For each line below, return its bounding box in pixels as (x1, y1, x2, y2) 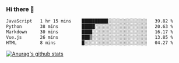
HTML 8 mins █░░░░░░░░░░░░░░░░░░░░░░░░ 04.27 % (6, 40, 174, 46)
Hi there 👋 (6, 5, 35, 13)
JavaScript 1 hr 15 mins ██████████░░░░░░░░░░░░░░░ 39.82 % (6, 18, 174, 24)
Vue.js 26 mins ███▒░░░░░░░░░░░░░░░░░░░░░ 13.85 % (6, 34, 174, 40)
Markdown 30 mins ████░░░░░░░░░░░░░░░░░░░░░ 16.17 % (6, 29, 174, 35)
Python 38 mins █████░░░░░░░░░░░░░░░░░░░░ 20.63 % (6, 24, 174, 29)
